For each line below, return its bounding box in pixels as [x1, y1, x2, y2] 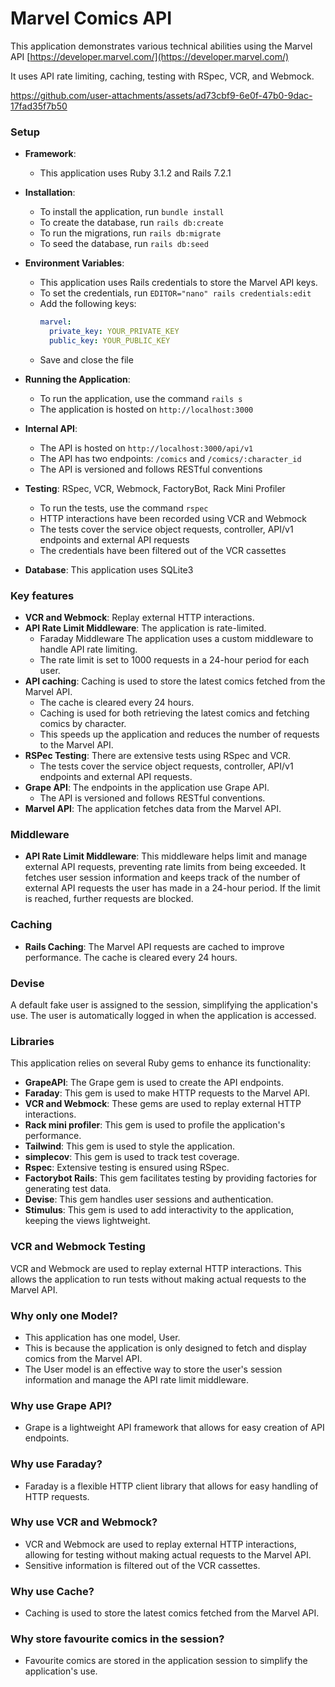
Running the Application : [24, 373, 131, 385]
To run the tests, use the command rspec [39, 502, 209, 514]
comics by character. [39, 718, 127, 730]
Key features [10, 588, 75, 602]
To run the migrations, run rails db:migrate [39, 227, 222, 239]
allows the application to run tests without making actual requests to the [10, 1273, 307, 1285]
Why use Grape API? [10, 1398, 113, 1412]
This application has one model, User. [24, 1331, 181, 1343]
